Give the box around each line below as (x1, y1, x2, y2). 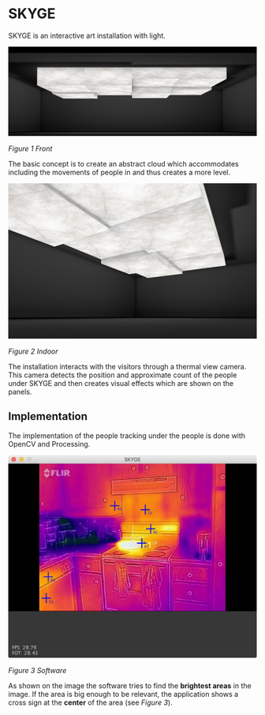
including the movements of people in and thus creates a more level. (8, 167, 231, 177)
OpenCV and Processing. (8, 439, 91, 448)
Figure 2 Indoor (8, 346, 58, 356)
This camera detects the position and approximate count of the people (8, 370, 237, 380)
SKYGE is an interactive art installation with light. (8, 31, 166, 40)
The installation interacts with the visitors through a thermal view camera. (8, 361, 247, 371)
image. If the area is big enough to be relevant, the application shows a (8, 689, 239, 698)
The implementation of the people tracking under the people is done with (8, 431, 246, 440)
